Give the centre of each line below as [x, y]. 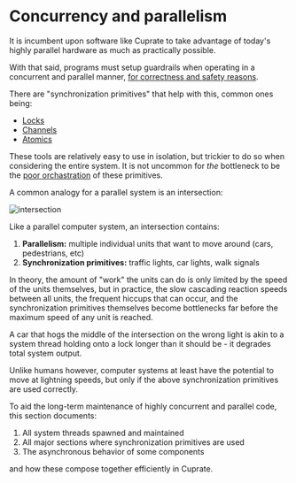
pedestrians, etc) [53, 253]
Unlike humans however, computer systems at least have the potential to [142, 370]
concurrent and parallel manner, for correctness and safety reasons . [134, 76]
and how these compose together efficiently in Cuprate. [111, 468]
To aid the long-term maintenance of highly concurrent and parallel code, [143, 406]
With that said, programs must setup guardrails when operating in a [132, 67]
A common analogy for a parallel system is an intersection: [116, 192]
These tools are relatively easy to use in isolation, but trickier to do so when [147, 156]
